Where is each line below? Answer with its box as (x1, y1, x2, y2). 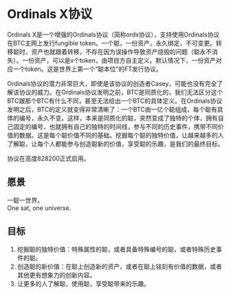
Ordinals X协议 (7, 6, 93, 22)
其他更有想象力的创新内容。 (16, 271, 96, 279)
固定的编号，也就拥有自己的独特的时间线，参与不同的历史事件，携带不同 (12, 122, 218, 131)
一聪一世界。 (7, 196, 43, 204)
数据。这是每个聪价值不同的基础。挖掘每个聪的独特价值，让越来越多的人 (19, 131, 224, 139)
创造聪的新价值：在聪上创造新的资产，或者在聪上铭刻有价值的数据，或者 (16, 262, 222, 271)
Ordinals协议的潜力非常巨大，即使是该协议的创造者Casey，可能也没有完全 (7, 79, 217, 87)
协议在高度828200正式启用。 (7, 154, 91, 162)
